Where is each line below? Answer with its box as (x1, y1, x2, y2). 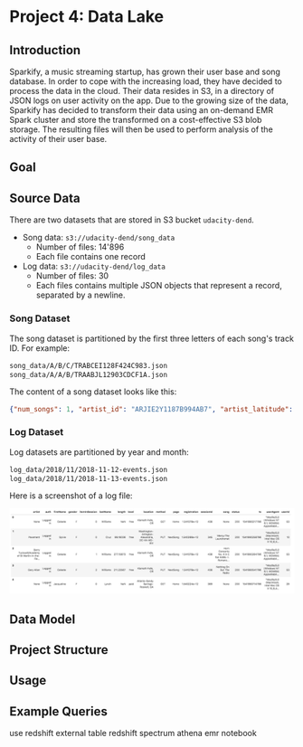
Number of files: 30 (35, 270, 109, 281)
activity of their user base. (9, 134, 108, 144)
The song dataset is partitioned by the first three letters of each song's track (9, 333, 294, 344)
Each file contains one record (35, 251, 147, 262)
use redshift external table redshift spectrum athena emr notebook (9, 728, 258, 739)
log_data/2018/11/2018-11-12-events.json (9, 465, 168, 474)
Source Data (9, 190, 80, 205)
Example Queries (9, 704, 109, 719)
